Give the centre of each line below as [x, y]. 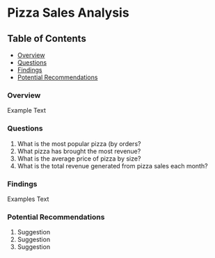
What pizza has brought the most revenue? [79, 151]
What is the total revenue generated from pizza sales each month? [112, 166]
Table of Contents [47, 39]
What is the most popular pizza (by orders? [79, 143]
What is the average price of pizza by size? [79, 159]
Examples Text [28, 199]
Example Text [27, 111]
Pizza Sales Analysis [69, 13]
